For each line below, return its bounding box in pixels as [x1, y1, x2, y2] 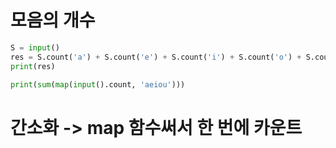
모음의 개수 [10, 9, 96, 32]
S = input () [10, 42, 60, 53]
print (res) [10, 61, 56, 71]
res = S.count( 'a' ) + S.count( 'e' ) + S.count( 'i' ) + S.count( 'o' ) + [10, 52, 302, 62]
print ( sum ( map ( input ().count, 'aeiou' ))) [10, 79, 186, 90]
